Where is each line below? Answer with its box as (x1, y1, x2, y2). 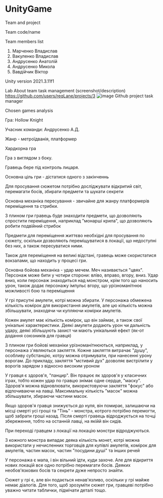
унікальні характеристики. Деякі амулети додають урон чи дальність (5, 322, 151, 328)
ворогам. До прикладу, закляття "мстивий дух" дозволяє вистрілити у (5, 358, 153, 364)
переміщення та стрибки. (5, 203, 59, 209)
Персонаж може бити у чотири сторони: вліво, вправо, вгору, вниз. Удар (5, 272, 159, 278)
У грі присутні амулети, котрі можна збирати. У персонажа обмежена (5, 297, 152, 303)
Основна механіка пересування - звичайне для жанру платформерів (5, 198, 149, 204)
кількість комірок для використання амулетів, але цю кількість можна (5, 302, 153, 308)
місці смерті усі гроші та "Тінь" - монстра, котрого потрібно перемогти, (5, 408, 156, 413)
